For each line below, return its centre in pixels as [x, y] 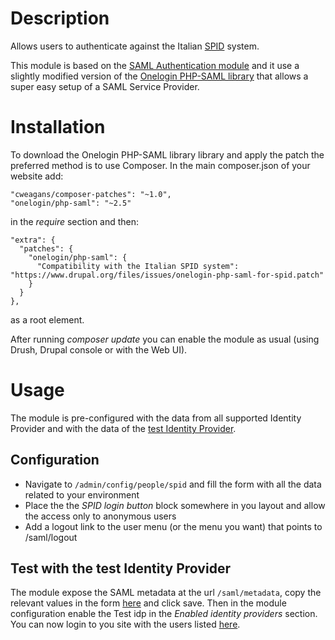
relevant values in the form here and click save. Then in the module [148, 603]
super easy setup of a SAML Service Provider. [105, 86]
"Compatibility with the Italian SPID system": [138, 266]
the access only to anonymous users [100, 516]
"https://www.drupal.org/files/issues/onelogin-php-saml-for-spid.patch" [167, 275]
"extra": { [33, 240]
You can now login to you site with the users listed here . [125, 624]
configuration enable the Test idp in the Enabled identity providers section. [164, 614]
